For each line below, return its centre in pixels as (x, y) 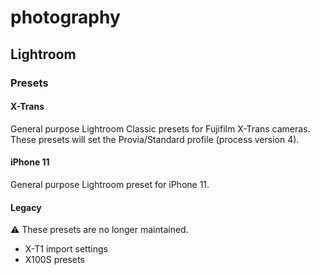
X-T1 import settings (66, 249)
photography (65, 17)
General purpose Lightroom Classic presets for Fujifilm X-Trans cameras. (160, 128)
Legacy (26, 207)
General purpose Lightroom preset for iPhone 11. (110, 184)
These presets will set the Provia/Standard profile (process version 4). (155, 139)
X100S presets (54, 260)
